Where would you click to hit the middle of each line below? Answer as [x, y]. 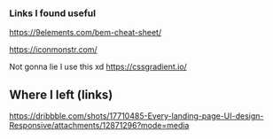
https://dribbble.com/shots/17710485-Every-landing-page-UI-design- [136, 116]
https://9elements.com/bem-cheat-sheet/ [86, 33]
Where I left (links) [61, 94]
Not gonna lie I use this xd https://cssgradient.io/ [98, 67]
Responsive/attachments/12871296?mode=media [99, 126]
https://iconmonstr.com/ [53, 50]
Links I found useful [52, 13]
